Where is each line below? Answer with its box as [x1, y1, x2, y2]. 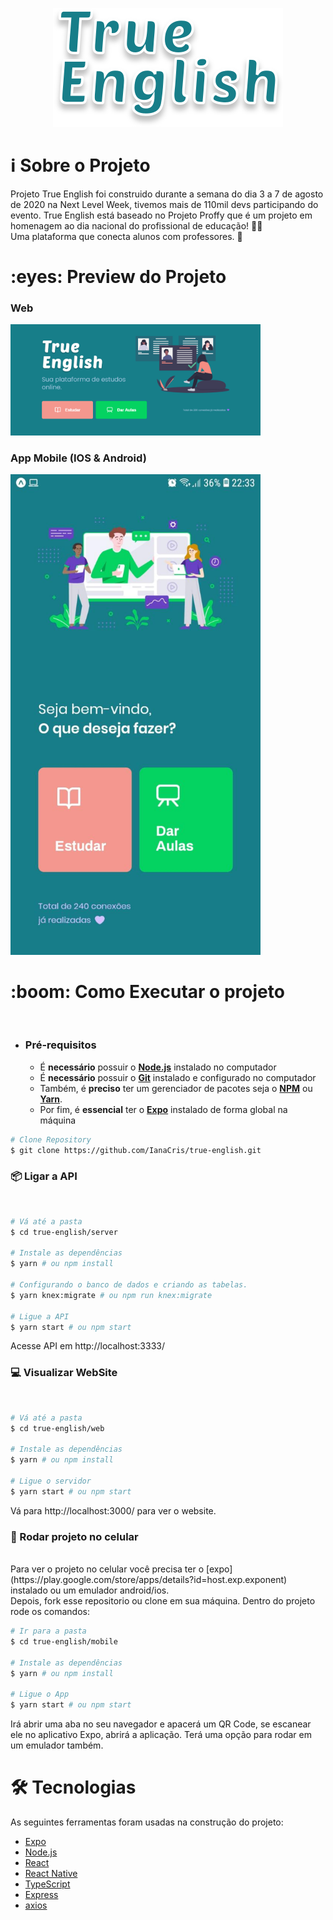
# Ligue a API [10, 1311, 70, 1322]
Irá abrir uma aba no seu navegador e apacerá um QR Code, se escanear [10, 1718, 312, 1730]
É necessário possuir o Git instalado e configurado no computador [39, 1071, 317, 1083]
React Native [24, 1867, 78, 1879]
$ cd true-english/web [10, 1423, 105, 1433]
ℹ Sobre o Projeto [10, 154, 151, 177]
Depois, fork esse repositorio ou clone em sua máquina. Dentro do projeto [10, 1595, 316, 1607]
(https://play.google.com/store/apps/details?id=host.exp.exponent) [10, 1574, 288, 1586]
